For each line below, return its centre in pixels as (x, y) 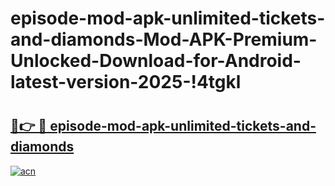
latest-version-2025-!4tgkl (126, 82)
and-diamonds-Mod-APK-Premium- (164, 39)
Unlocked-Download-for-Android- (156, 61)
